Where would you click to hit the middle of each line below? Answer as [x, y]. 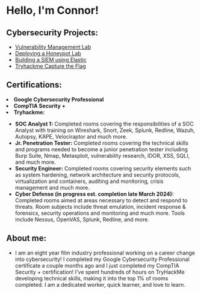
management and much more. [52, 187]
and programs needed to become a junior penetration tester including [101, 149]
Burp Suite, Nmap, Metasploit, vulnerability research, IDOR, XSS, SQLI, [102, 155]
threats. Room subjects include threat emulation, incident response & [100, 206]
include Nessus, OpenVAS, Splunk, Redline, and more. [82, 219]
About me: [26, 238]
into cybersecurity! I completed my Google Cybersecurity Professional [102, 259]
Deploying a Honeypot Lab [48, 53]
